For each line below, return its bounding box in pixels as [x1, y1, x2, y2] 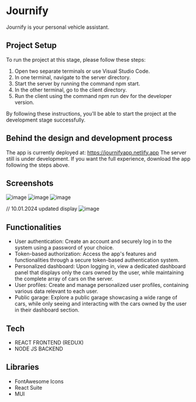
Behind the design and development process [6, 133, 173, 143]
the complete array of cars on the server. [14, 275, 114, 282]
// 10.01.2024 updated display [6, 205, 78, 212]
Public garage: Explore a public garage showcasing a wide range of [14, 294, 177, 301]
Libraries [6, 362, 39, 372]
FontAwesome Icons [14, 377, 64, 385]
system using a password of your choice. [14, 244, 114, 251]
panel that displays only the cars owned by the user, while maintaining [14, 269, 184, 276]
